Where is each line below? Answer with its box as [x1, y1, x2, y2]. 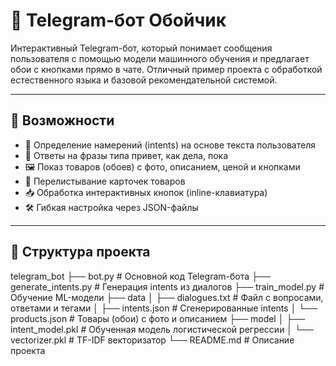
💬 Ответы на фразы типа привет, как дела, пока [24, 149, 229, 161]
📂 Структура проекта [10, 244, 151, 261]
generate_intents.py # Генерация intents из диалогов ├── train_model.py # [10, 280, 325, 293]
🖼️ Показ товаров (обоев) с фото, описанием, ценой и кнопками [24, 160, 301, 173]
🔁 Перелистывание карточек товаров [24, 175, 186, 187]
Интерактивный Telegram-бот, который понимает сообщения [10, 42, 273, 54]
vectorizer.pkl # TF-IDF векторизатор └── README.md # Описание [10, 334, 295, 346]
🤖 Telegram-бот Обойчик [10, 9, 227, 32]
